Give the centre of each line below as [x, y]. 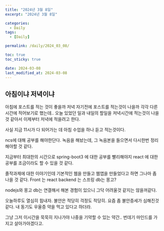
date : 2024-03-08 [23, 68]
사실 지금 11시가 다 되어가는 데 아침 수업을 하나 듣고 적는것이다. [65, 130]
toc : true [15, 55]
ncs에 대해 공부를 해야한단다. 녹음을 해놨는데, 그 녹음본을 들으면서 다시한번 [77, 140]
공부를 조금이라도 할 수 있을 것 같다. [39, 163]
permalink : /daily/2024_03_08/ [37, 46]
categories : [17, 23]
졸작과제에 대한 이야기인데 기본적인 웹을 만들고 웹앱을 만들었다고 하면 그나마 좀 [81, 174]
